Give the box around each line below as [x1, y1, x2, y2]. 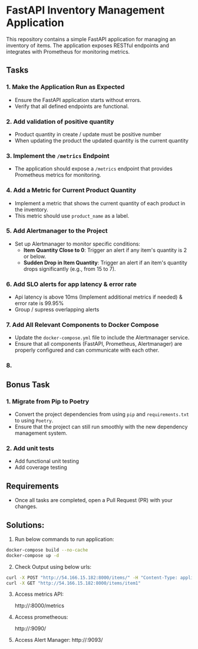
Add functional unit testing [14, 458, 80, 465]
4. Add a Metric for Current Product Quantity [6, 186, 137, 195]
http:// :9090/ [14, 625, 47, 632]
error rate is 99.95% [14, 300, 64, 307]
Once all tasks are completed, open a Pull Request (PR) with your [14, 497, 173, 504]
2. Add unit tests [6, 444, 54, 452]
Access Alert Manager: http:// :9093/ [14, 637, 103, 644]
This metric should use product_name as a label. [14, 212, 130, 219]
